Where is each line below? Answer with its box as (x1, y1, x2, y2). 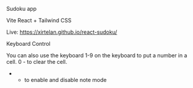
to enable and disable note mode (24, 77, 107, 83)
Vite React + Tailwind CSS (6, 17, 72, 24)
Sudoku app (6, 5, 37, 12)
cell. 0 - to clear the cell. (6, 58, 68, 65)
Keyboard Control (6, 40, 51, 47)
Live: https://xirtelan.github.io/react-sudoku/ (6, 28, 118, 36)
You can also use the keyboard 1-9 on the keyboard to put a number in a (6, 52, 188, 59)
